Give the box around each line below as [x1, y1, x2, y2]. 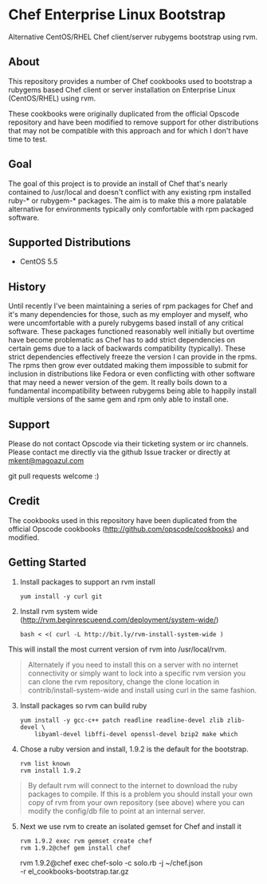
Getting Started [8, 556, 87, 569]
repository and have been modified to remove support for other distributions [8, 117, 259, 127]
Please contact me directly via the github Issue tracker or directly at [8, 447, 231, 457]
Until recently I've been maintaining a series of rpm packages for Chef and [8, 301, 253, 311]
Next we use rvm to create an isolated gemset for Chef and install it [19, 821, 241, 831]
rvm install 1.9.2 [19, 767, 81, 775]
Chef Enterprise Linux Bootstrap [8, 6, 226, 24]
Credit [8, 494, 40, 508]
